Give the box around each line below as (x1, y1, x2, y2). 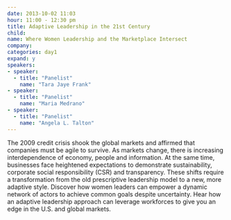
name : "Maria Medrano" (19, 100, 85, 107)
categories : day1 (7, 49, 58, 56)
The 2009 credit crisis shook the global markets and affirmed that (7, 138, 196, 147)
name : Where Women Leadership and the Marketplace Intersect (7, 36, 188, 43)
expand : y (7, 55, 36, 62)
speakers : (7, 62, 36, 68)
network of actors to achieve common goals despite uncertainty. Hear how (7, 190, 221, 198)
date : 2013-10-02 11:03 (7, 10, 76, 17)
